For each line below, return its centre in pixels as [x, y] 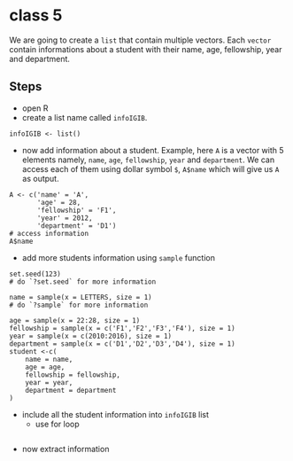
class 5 [36, 16]
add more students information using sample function [118, 257]
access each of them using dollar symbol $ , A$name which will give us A [150, 168]
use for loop [57, 424]
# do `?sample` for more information [79, 305]
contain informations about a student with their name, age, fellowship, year [146, 49]
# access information [49, 233]
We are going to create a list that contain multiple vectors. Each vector [140, 40]
